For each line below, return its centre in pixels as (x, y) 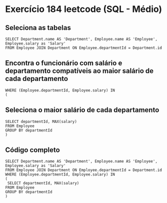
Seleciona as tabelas (38, 28)
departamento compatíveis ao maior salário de (79, 71)
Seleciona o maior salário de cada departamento (82, 110)
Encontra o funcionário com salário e (64, 63)
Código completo (32, 150)
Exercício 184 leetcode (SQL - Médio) (84, 9)
